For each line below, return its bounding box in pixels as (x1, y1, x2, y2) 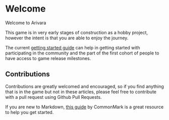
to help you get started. (5, 109, 54, 115)
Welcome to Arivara (5, 20, 46, 26)
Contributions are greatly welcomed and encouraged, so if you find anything (5, 83, 164, 89)
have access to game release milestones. (5, 55, 91, 61)
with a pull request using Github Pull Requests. (5, 94, 102, 100)
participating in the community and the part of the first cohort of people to (5, 50, 159, 56)
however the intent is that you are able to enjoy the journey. (5, 35, 129, 41)
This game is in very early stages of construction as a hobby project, (5, 29, 148, 35)
